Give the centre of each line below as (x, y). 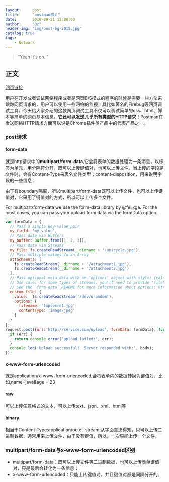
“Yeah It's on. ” (33, 57)
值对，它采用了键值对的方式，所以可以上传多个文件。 (60, 197)
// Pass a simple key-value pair (45, 226)
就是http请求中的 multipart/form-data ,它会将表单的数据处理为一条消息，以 (82, 161)
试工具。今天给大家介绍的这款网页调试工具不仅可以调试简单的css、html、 (82, 110)
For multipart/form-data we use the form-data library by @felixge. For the (81, 207)
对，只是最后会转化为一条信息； (46, 468)
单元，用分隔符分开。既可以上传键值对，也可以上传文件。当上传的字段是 (89, 168)
